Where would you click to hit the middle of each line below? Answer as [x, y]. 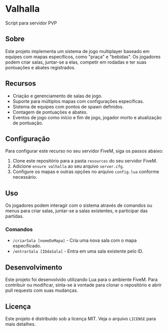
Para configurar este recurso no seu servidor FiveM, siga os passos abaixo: [84, 151]
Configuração [28, 139]
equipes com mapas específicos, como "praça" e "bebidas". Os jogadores [83, 57]
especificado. [27, 246]
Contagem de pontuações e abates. [50, 112]
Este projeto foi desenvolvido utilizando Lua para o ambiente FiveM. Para [81, 280]
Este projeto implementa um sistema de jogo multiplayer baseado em [77, 51]
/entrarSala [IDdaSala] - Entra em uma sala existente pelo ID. [78, 251]
